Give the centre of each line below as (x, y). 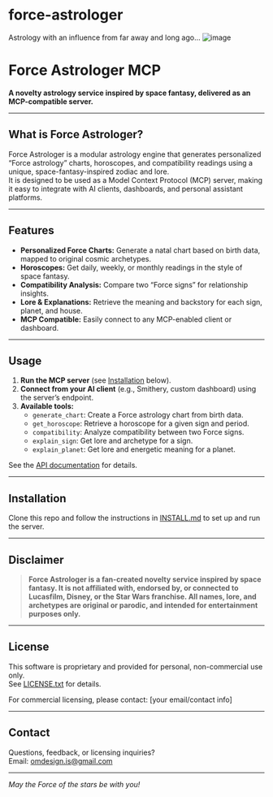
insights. (34, 293)
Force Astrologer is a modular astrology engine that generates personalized (135, 154)
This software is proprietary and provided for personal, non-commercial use (136, 666)
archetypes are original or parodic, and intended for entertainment (143, 605)
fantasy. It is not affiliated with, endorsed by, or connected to (133, 587)
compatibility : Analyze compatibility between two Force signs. (138, 432)
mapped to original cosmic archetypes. (86, 258)
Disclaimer (36, 559)
